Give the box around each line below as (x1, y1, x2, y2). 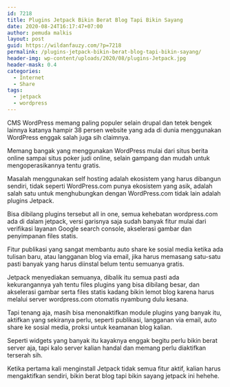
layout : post (7, 36, 45, 43)
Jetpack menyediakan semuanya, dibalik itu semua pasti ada (7, 273, 180, 281)
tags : (7, 87, 23, 94)
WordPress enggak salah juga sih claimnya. (7, 133, 131, 141)
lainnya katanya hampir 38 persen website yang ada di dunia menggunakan (7, 125, 222, 134)
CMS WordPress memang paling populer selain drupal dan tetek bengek (7, 118, 212, 127)
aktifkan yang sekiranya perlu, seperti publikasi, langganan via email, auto (7, 315, 217, 324)
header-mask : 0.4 (7, 61, 57, 68)
